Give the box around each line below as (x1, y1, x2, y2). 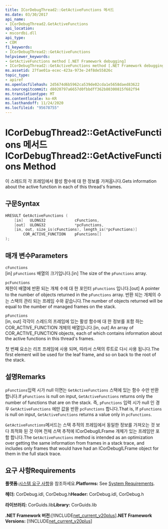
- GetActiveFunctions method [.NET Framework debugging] (5, 59, 126, 64)
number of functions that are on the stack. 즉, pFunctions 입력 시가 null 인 (5, 400, 155, 406)
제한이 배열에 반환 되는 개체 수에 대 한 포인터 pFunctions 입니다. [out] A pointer (5, 285, 160, 291)
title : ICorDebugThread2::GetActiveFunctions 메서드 (5, 7, 114, 13)
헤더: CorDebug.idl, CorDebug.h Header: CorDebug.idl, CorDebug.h (5, 491, 144, 497)
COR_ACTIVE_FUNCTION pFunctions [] (23, 232, 101, 237)
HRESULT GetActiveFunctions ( (5, 213, 68, 218)
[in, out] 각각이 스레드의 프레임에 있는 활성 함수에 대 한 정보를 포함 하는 (5, 318, 144, 324)
